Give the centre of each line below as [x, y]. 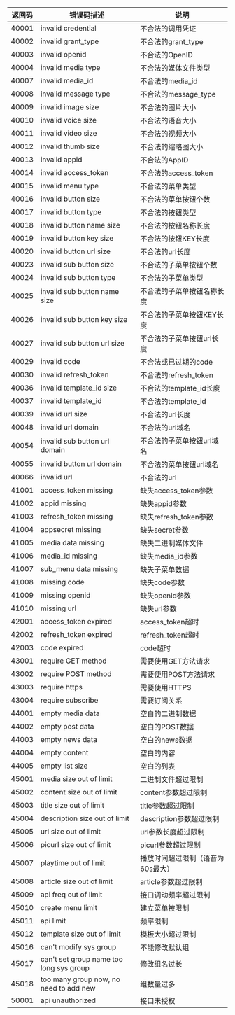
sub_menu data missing [79, 569]
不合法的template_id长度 [180, 388]
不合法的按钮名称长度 [175, 225]
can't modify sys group [78, 947]
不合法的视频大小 [168, 134]
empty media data [70, 713]
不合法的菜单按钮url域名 [179, 464]
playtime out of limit [73, 863]
